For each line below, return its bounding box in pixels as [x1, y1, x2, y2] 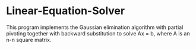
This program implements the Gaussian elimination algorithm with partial [6, 24, 184, 31]
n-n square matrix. [6, 36, 52, 43]
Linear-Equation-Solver [6, 4, 125, 18]
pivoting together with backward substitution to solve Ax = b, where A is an [6, 30, 190, 37]
